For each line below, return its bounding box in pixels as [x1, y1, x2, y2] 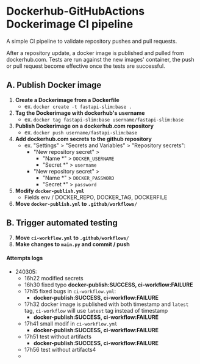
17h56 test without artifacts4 [24, 346, 96, 353]
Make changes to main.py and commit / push [15, 240, 130, 248]
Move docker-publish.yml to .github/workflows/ [15, 200, 137, 207]
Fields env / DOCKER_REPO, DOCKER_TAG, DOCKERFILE [24, 194, 168, 201]
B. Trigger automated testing [6, 218, 118, 228]
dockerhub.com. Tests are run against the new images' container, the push [6, 56, 195, 63]
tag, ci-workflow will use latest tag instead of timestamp [24, 307, 168, 314]
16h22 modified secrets [24, 274, 84, 282]
